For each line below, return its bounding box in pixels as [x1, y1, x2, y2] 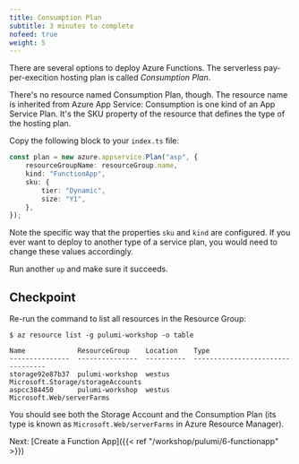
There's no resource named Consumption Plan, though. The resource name [9, 90, 288, 100]
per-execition [9, 73, 59, 83]
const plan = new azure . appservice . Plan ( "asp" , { [9, 153, 199, 162]
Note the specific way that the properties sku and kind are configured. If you [9, 228, 291, 238]
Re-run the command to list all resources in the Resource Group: [9, 314, 247, 324]
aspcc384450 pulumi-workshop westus [9, 386, 170, 395]
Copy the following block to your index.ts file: [9, 135, 180, 146]
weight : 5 [9, 38, 47, 47]
